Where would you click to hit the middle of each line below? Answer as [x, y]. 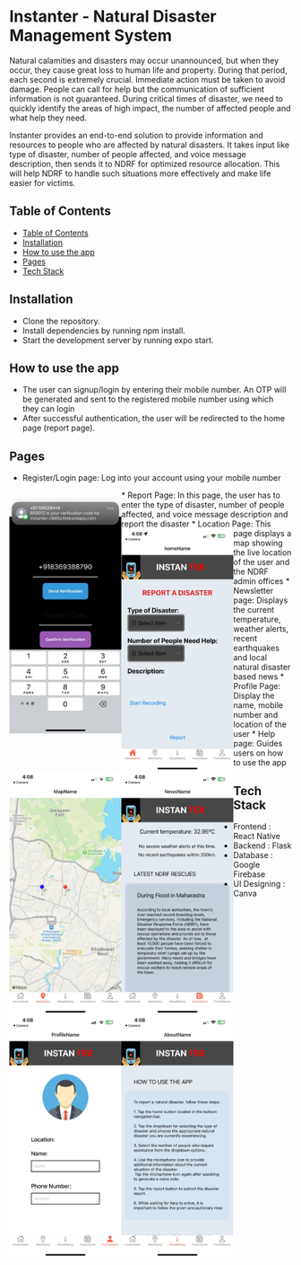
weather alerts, [261, 629]
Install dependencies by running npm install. [103, 331]
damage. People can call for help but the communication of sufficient [137, 89]
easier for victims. [43, 182]
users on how [258, 753]
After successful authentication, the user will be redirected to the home [153, 419]
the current [254, 610]
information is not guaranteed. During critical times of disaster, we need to [146, 98]
